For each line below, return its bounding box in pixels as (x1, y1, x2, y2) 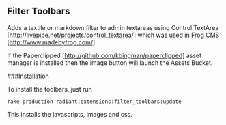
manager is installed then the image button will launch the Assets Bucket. (7, 58, 213, 67)
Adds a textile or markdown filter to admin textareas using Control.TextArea (7, 23, 219, 31)
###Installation (7, 72, 49, 80)
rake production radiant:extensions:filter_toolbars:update (7, 98, 182, 105)
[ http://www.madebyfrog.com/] (7, 38, 96, 46)
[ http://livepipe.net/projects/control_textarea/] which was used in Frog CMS (7, 31, 220, 39)
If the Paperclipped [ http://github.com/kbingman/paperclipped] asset (7, 51, 202, 59)
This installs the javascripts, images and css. (7, 110, 132, 118)
